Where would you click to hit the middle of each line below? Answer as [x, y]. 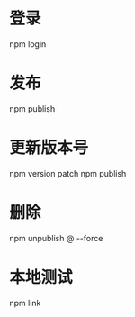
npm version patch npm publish [68, 173]
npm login [28, 44]
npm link [25, 303]
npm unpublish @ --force [56, 238]
